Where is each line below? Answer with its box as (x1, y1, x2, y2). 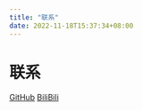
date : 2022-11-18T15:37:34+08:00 (9, 21, 134, 30)
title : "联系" (9, 12, 60, 22)
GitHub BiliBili (9, 92, 60, 103)
